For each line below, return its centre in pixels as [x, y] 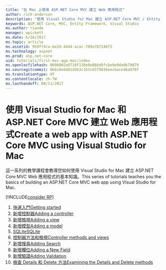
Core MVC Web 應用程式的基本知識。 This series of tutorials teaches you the [83, 176]
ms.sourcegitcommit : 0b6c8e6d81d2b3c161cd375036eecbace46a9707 [72, 70]
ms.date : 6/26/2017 [26, 38]
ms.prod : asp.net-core [29, 56]
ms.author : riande [25, 28]
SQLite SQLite [27, 231]
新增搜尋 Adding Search [37, 243]
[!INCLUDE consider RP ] [30, 197]
